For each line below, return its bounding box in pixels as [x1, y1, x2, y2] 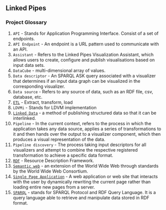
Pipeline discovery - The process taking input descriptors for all [12, 142, 147, 148]
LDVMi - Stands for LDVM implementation [12, 104, 97, 110]
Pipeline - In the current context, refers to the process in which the [12, 120, 152, 126]
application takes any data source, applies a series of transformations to [12, 126, 162, 132]
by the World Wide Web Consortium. [12, 168, 89, 174]
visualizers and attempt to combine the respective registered [12, 147, 138, 153]
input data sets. [12, 62, 45, 68]
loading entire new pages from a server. [12, 184, 95, 190]
